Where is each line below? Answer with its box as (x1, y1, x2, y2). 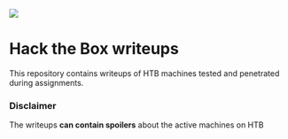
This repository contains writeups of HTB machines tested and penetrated (9, 67, 280, 79)
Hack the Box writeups (9, 39, 179, 59)
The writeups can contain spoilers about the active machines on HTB (9, 120, 264, 130)
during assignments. (9, 77, 84, 88)
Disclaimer (9, 99, 57, 112)
